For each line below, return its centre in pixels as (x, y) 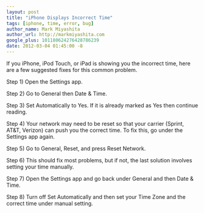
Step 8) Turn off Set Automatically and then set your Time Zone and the (96, 197)
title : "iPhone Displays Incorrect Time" (60, 18)
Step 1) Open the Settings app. (45, 81)
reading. (17, 112)
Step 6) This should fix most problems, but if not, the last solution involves (99, 160)
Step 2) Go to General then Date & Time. (57, 93)
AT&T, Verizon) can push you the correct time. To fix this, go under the (95, 130)
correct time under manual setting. (50, 203)
